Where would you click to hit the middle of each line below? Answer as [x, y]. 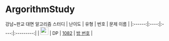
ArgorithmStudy [40, 9]
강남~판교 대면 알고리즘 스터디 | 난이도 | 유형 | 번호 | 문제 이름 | [68, 24]
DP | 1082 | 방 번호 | [72, 33]
